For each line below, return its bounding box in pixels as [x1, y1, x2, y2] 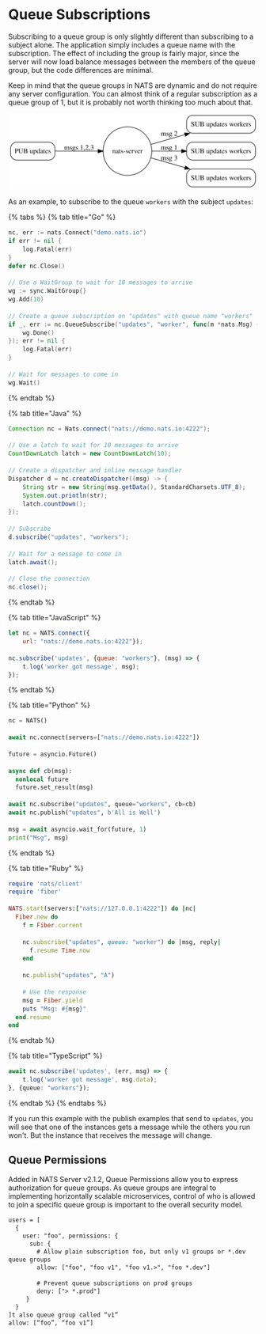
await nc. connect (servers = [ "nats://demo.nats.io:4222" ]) [8, 733, 200, 741]
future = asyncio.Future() [8, 750, 97, 758]
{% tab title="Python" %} [8, 700, 91, 710]
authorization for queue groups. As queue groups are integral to [8, 1183, 217, 1192]
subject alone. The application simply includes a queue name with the [8, 40, 236, 49]
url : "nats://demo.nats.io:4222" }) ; [22, 638, 144, 646]
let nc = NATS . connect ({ [8, 629, 90, 638]
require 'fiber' [8, 888, 62, 896]
